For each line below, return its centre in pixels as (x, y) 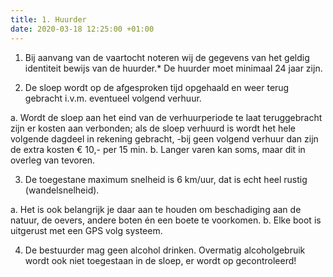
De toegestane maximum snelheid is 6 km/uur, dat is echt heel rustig (166, 179)
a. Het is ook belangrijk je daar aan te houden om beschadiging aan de (156, 209)
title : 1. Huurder (48, 19)
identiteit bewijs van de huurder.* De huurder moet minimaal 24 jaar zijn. (173, 68)
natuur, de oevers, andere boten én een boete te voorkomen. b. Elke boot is (166, 220)
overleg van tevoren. (53, 160)
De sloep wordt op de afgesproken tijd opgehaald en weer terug (157, 87)
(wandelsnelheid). (62, 190)
